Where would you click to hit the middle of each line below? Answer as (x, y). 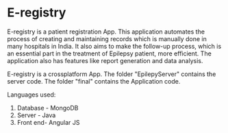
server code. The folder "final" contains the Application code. (94, 81)
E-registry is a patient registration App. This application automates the (106, 32)
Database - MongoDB (48, 108)
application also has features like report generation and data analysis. (105, 60)
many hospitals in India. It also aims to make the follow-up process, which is (114, 46)
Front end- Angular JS (48, 122)
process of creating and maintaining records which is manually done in (107, 38)
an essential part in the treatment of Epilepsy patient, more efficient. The (110, 53)
